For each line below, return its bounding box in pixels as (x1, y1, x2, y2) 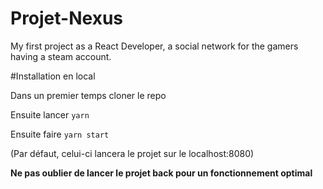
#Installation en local (10, 70, 96, 82)
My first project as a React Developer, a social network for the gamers (10, 40, 299, 52)
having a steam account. (10, 50, 112, 62)
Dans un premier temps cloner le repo (10, 89, 167, 101)
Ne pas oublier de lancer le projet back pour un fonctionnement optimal (10, 167, 313, 179)
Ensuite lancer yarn (10, 108, 90, 121)
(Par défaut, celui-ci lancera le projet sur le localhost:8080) (10, 147, 255, 159)
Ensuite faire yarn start (10, 128, 110, 140)
